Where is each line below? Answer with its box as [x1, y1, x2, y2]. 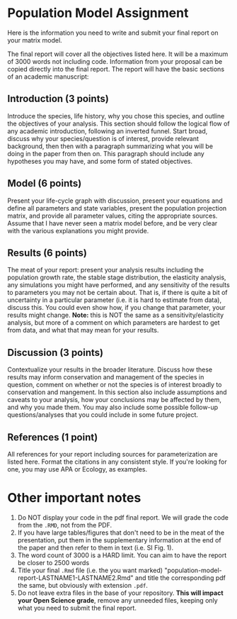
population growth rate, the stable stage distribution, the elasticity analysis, [7, 273, 226, 281]
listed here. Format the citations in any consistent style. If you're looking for [7, 457, 228, 466]
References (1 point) [7, 431, 98, 443]
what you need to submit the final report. [17, 603, 137, 612]
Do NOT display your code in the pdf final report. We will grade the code [17, 513, 229, 522]
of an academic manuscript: [7, 72, 89, 81]
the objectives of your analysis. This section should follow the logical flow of [7, 119, 230, 128]
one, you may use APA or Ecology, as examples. [7, 465, 148, 473]
